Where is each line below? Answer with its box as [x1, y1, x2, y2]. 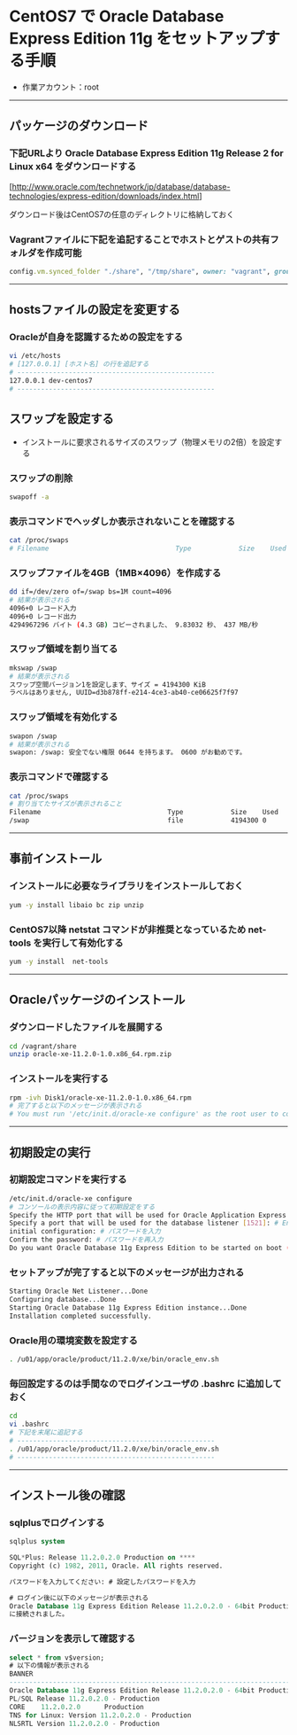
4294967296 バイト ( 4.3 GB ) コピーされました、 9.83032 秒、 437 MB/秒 [9, 620, 259, 629]
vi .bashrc [9, 1420, 49, 1429]
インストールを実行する [9, 1072, 109, 1085]
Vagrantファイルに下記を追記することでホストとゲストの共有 [9, 233, 270, 245]
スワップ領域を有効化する [9, 711, 118, 723]
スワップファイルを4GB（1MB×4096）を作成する [9, 566, 222, 579]
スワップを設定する [9, 411, 114, 426]
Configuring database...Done [9, 1295, 117, 1304]
